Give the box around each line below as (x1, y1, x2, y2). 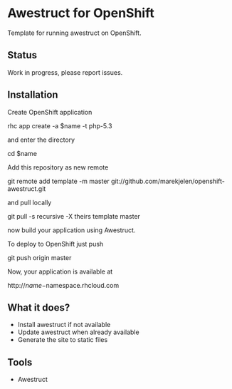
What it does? (7, 301, 70, 313)
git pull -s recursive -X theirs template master (7, 212, 141, 220)
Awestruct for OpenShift (7, 5, 154, 21)
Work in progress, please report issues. (7, 68, 123, 76)
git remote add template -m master (7, 177, 110, 185)
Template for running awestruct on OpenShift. (7, 28, 142, 37)
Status (7, 49, 38, 61)
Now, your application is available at (7, 267, 113, 276)
